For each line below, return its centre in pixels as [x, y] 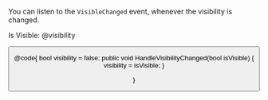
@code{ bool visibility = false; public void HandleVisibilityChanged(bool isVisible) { [134, 58]
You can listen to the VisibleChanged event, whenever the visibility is [120, 12]
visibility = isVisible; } [134, 65]
